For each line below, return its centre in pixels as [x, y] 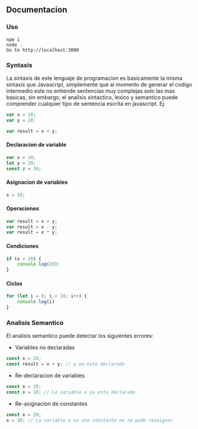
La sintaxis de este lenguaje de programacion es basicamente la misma [94, 78]
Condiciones [22, 246]
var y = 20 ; [21, 120]
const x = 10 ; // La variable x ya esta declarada [71, 392]
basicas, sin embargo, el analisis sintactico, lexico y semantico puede [92, 97]
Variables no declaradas [45, 347]
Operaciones [23, 208]
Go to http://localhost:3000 [43, 50]
